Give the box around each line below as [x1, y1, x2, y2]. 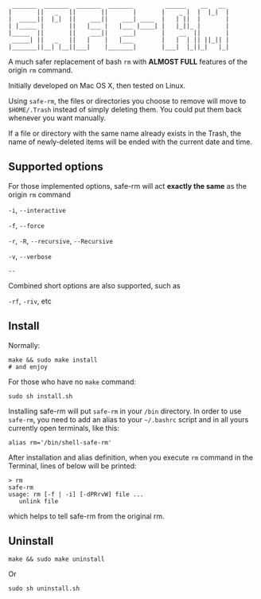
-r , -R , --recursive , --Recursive [8, 236, 114, 245]
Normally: [8, 340, 41, 350]
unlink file [18, 497, 59, 505]
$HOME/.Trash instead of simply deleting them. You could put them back [8, 105, 243, 114]
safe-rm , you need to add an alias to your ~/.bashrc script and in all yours [8, 414, 249, 424]
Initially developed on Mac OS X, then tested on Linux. [8, 81, 185, 90]
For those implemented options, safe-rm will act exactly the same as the [8, 181, 247, 190]
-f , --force [8, 221, 45, 230]
